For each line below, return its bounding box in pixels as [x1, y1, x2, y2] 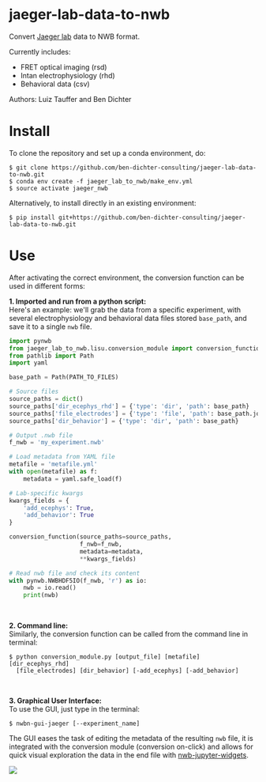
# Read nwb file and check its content [9, 569, 140, 577]
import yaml [9, 359, 48, 367]
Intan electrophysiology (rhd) [20, 70, 115, 80]
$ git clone [9, 164, 48, 172]
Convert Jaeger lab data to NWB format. [9, 32, 140, 41]
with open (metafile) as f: [9, 468, 98, 476]
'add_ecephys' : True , [23, 504, 94, 512]
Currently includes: [9, 47, 71, 56]
